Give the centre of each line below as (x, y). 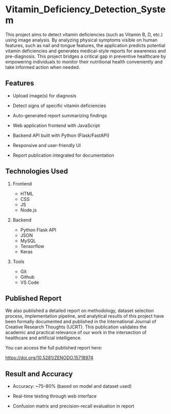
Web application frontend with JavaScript (56, 125)
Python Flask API (38, 230)
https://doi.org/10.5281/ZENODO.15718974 (49, 358)
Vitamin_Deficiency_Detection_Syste (86, 9)
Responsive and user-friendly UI (46, 145)
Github (27, 277)
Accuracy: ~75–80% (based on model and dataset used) (72, 386)
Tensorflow (32, 246)
